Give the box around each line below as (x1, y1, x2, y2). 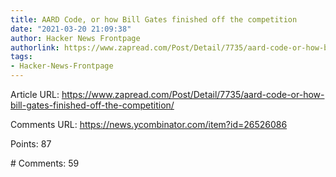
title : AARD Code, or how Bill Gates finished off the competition (10, 14, 298, 25)
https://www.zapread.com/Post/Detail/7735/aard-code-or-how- (61, 89, 325, 100)
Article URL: (10, 89, 60, 100)
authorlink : (10, 42, 60, 53)
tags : (10, 52, 33, 62)
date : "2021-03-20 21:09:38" (10, 24, 132, 34)
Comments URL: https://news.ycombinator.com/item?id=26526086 (10, 119, 288, 130)
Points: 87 (10, 138, 52, 150)
